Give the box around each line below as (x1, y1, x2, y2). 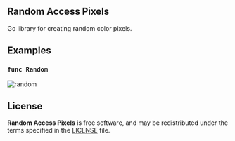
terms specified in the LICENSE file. (7, 126, 110, 135)
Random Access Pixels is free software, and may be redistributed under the (7, 119, 229, 127)
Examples (7, 45, 51, 57)
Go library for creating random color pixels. (7, 24, 132, 32)
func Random (7, 66, 49, 74)
